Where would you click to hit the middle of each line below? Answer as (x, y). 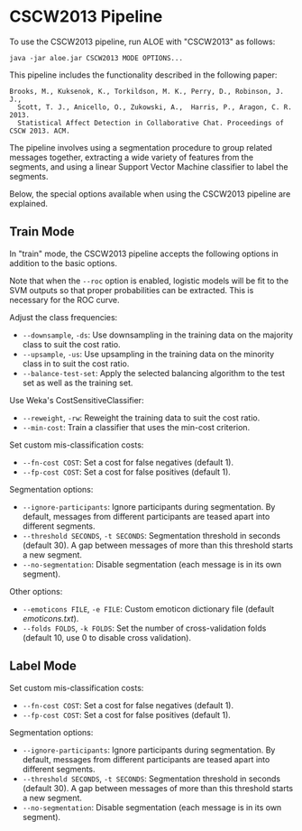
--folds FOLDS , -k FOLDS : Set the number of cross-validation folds (144, 628)
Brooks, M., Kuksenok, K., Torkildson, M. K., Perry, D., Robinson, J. (146, 91)
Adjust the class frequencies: (64, 317)
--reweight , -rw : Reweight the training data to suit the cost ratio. (141, 418)
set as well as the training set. (78, 383)
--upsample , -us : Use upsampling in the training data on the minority (148, 354)
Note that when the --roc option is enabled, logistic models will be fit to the (149, 281)
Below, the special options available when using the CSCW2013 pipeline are (150, 194)
